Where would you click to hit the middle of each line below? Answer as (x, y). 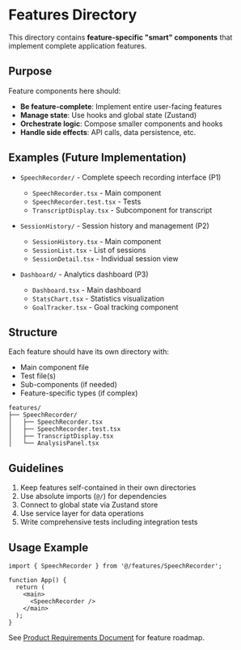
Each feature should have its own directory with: (89, 352)
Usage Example (49, 547)
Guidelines (36, 468)
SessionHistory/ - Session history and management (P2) (115, 226)
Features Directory (73, 15)
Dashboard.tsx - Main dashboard (87, 289)
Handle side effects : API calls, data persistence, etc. (108, 132)
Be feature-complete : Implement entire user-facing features (121, 106)
